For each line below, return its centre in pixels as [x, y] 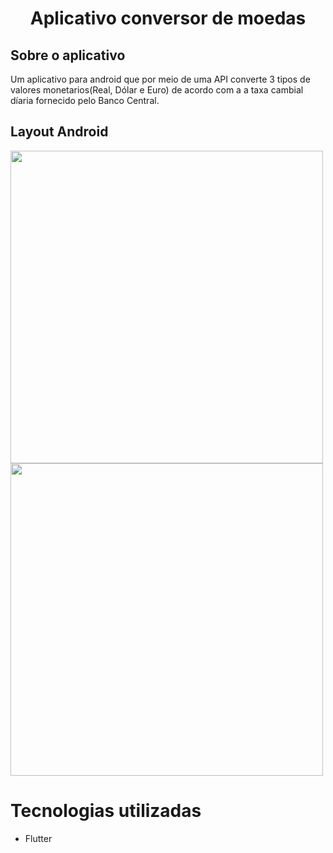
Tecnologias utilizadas [106, 811]
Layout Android [59, 132]
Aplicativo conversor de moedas [168, 18]
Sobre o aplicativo [68, 55]
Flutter [38, 838]
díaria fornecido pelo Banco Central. [85, 100]
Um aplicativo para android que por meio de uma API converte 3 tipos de [160, 79]
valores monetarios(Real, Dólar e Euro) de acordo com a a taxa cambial [157, 90]
